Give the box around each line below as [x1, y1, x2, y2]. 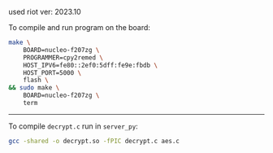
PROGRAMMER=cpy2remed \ [23, 53, 104, 62]
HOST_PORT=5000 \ [23, 68, 82, 76]
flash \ [23, 76, 49, 85]
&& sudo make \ [8, 84, 60, 92]
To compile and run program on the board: [8, 23, 150, 32]
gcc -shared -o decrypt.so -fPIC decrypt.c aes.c [8, 137, 180, 145]
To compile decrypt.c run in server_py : [8, 121, 138, 131]
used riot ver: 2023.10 [8, 7, 81, 16]
